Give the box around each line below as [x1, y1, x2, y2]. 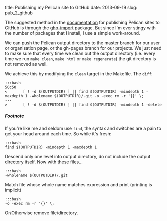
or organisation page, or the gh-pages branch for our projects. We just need [5, 45, 162, 51]
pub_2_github [5, 10, 33, 16]
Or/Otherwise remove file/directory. [5, 210, 78, 216]
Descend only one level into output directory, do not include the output [5, 153, 151, 159]
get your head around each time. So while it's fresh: [5, 130, 112, 137]
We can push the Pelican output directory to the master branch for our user [5, 40, 160, 46]
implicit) [5, 187, 22, 193]
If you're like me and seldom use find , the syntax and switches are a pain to [5, 125, 161, 131]
